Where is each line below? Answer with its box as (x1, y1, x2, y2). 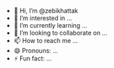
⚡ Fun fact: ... (13, 54, 52, 62)
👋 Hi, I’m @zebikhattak (13, 7, 78, 15)
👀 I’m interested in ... (13, 14, 73, 22)
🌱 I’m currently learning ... (13, 22, 88, 29)
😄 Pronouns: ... (13, 46, 59, 55)
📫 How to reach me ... (13, 37, 78, 44)
